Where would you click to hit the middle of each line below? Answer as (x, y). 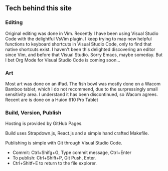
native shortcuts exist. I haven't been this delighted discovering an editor (80, 49)
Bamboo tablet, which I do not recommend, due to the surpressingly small (81, 89)
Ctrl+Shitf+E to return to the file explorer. (54, 163)
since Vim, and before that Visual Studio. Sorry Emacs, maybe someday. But (84, 54)
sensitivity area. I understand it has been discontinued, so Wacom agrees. (81, 94)
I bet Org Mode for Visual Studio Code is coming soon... (63, 60)
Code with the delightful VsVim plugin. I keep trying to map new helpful (78, 38)
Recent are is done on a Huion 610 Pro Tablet (52, 99)
